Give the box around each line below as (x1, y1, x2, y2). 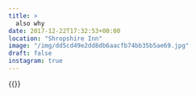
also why (15, 19, 45, 27)
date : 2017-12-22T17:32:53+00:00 (8, 27, 121, 35)
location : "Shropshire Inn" (8, 34, 103, 43)
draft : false (8, 49, 52, 57)
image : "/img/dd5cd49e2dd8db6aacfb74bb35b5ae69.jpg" (8, 42, 190, 50)
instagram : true (8, 57, 63, 65)
